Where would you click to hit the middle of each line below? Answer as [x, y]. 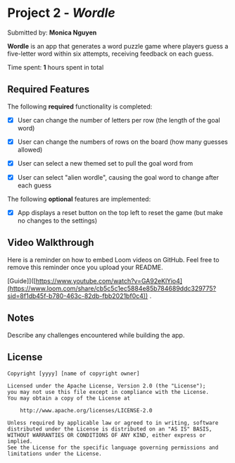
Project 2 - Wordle [61, 13]
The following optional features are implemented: [79, 199]
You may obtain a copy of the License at [69, 398]
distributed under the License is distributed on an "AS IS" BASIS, [110, 429]
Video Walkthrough [51, 243]
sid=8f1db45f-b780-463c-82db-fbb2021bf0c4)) [78, 296]
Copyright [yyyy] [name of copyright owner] [74, 374]
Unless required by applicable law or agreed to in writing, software [113, 423]
